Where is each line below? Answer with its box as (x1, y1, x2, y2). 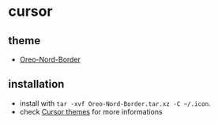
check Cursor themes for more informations (19, 107, 163, 116)
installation (8, 77, 65, 91)
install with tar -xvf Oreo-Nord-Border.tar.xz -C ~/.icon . (19, 98, 211, 108)
